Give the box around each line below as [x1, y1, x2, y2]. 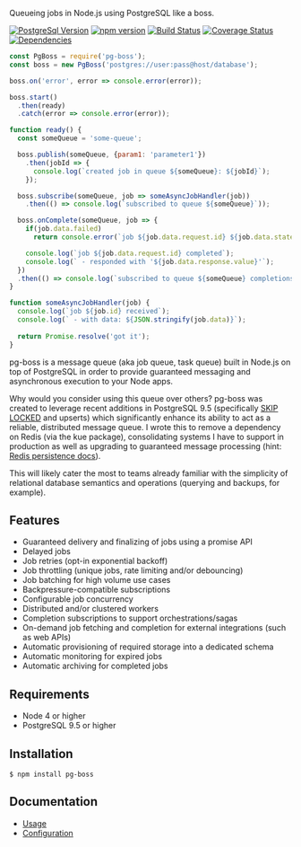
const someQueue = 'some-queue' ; [17, 134, 142, 143]
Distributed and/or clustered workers [21, 604, 159, 614]
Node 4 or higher [21, 710, 86, 721]
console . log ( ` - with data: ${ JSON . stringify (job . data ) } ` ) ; [17, 315, 246, 324]
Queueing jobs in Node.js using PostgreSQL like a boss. [9, 8, 215, 18]
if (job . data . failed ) [25, 225, 102, 234]
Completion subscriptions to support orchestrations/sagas [21, 613, 238, 623]
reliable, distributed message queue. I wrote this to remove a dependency [9, 421, 281, 432]
